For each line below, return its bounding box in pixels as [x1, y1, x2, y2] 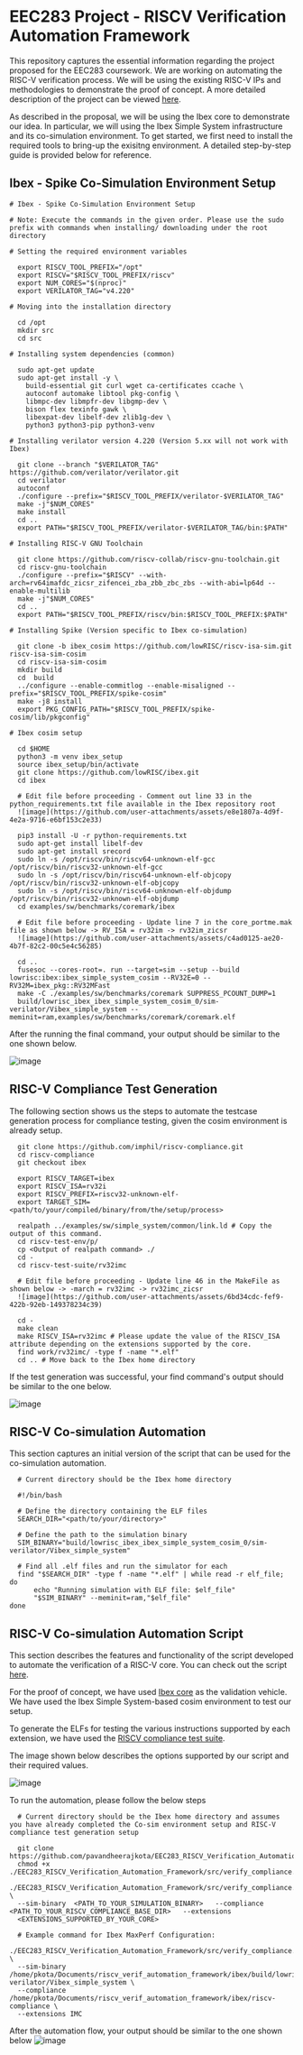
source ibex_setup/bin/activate [17, 760, 140, 769]
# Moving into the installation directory [9, 302, 171, 311]
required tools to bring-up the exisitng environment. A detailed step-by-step [9, 140, 291, 151]
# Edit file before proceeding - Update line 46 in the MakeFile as [17, 1276, 280, 1286]
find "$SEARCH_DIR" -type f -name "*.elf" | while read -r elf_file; [17, 1570, 284, 1580]
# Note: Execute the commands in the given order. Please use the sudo [9, 215, 284, 225]
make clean [17, 1323, 59, 1332]
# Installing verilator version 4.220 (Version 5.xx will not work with [9, 436, 289, 446]
